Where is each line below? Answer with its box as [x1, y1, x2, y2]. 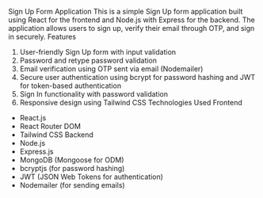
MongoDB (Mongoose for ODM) [19, 155, 124, 165]
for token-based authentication [19, 81, 121, 90]
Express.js [19, 147, 54, 156]
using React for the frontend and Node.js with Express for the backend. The [8, 15, 255, 25]
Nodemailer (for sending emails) [19, 181, 125, 189]
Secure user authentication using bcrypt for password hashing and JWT [19, 73, 256, 82]
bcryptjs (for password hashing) [19, 164, 125, 173]
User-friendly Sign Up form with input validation [19, 48, 177, 56]
